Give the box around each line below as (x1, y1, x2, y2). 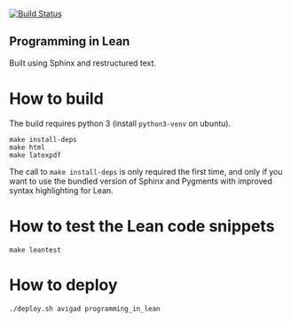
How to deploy (9, 275, 118, 295)
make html (9, 143, 46, 152)
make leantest (9, 245, 62, 255)
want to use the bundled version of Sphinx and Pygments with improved (9, 176, 272, 186)
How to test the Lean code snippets (9, 216, 275, 236)
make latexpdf (9, 151, 62, 160)
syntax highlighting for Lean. (9, 185, 114, 195)
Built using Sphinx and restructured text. (9, 58, 157, 68)
